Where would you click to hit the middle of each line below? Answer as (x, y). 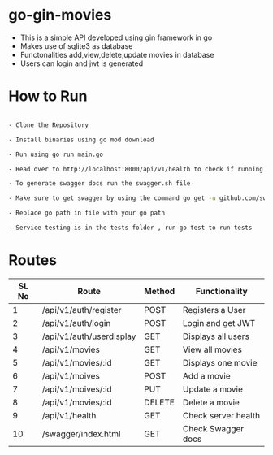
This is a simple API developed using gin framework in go (116, 37)
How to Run (48, 96)
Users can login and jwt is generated (82, 63)
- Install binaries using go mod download (81, 140)
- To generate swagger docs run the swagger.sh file (100, 184)
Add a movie (207, 375)
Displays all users (216, 336)
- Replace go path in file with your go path (87, 213)
